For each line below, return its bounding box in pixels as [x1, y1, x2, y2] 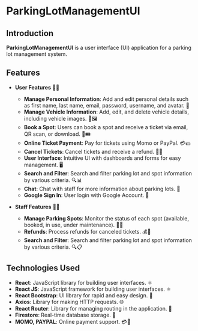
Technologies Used [6, 263, 80, 273]
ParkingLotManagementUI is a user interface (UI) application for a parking [6, 44, 192, 51]
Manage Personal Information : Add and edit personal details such [23, 95, 189, 103]
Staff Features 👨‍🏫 [14, 203, 60, 210]
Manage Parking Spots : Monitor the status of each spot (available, [23, 214, 190, 222]
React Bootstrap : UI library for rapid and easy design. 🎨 [14, 291, 153, 299]
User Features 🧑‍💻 [14, 84, 60, 91]
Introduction [6, 28, 54, 38]
